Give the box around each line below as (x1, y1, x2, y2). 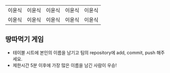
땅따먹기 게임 (5, 35, 44, 44)
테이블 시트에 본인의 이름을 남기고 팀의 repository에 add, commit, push (12, 49, 156, 55)
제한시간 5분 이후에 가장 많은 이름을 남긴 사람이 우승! (12, 62, 117, 68)
